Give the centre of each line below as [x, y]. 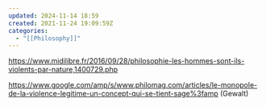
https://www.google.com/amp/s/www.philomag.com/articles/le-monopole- [133, 85]
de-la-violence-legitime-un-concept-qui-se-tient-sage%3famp [114, 94]
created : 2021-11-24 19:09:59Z [61, 23]
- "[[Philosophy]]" [48, 38]
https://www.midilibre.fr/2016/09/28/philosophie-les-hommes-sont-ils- [127, 61]
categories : [28, 31]
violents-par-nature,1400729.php [63, 70]
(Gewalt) [235, 94]
